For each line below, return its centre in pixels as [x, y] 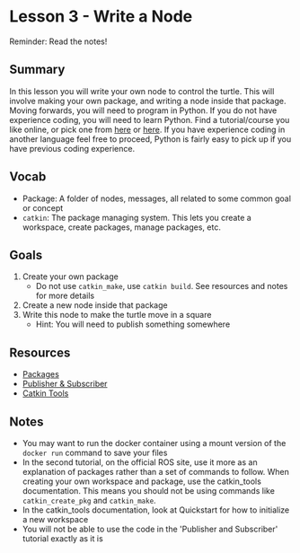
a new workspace [55, 519]
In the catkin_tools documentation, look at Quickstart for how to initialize [156, 510]
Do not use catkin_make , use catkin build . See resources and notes [162, 286]
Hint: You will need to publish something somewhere [133, 324]
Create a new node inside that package [95, 305]
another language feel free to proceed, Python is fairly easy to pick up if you [150, 139]
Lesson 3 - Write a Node [101, 17]
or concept [43, 207]
